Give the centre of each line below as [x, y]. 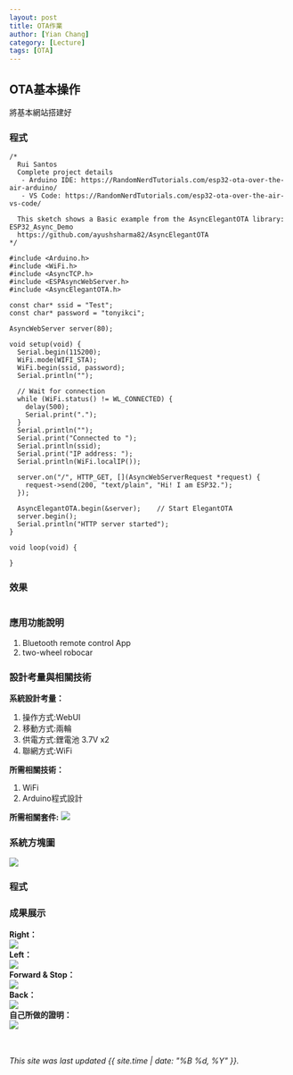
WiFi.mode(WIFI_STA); [57, 360]
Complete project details [65, 172]
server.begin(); [47, 517]
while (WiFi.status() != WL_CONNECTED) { [95, 399]
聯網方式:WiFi [47, 751]
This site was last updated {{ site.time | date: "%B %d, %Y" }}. [124, 1061]
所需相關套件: [34, 818]
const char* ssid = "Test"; [61, 306]
